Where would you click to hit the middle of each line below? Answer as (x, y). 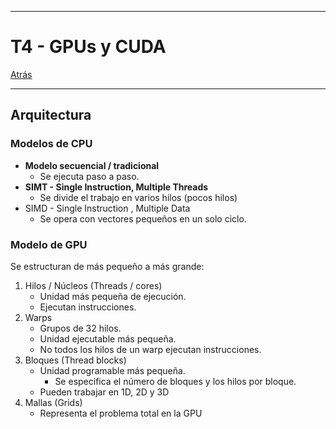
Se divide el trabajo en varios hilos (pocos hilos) (138, 197)
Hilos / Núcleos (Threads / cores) (93, 285)
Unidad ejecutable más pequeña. (108, 338)
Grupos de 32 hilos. (80, 328)
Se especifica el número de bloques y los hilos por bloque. (175, 381)
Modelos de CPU (51, 144)
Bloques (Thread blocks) (75, 360)
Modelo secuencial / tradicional (92, 165)
